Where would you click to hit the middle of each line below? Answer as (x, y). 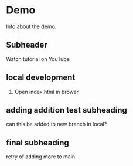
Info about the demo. (31, 26)
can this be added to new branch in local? (57, 124)
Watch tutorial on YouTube (38, 59)
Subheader (27, 45)
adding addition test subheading (67, 110)
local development (41, 78)
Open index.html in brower (47, 92)
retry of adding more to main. (42, 157)
